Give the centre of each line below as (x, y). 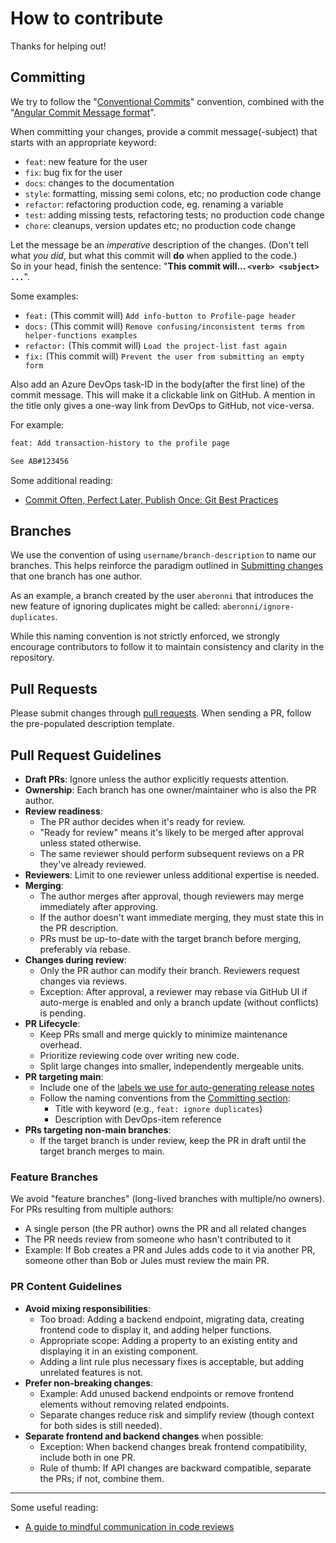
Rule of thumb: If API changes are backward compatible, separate (175, 1468)
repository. (32, 658)
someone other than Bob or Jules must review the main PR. (147, 1261)
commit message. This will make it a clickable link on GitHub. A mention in (163, 394)
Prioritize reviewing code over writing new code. (139, 1055)
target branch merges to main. (102, 1151)
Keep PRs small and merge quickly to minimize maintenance (163, 1034)
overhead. (61, 1044)
